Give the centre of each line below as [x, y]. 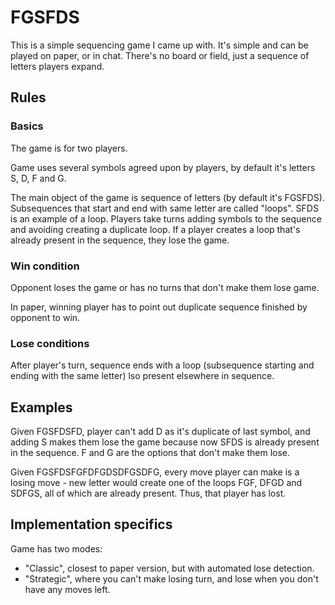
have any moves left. [67, 589]
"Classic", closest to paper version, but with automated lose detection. [169, 568]
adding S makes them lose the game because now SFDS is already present [165, 442]
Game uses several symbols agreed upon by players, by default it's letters [163, 167]
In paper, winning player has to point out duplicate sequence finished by [159, 307]
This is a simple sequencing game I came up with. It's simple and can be [159, 45]
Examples [41, 407]
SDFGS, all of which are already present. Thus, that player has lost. [148, 493]
